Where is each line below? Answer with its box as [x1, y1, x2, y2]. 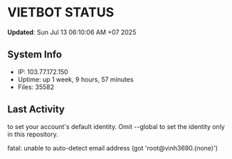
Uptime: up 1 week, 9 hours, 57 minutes [17, 75, 134, 83]
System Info [7, 48, 63, 61]
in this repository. [7, 130, 58, 138]
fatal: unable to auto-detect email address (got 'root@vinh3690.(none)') [7, 143, 218, 152]
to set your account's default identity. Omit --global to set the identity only [7, 122, 226, 130]
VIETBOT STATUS [7, 4, 115, 21]
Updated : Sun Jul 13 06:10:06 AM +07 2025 [7, 28, 137, 36]
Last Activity [7, 103, 65, 116]
